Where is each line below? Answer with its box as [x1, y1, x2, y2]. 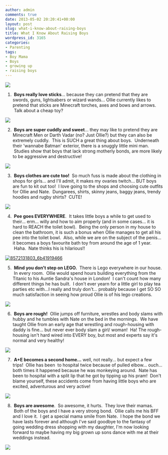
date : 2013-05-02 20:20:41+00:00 [5, 17, 75, 22]
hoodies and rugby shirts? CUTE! [12, 194, 82, 200]
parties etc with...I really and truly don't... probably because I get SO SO [12, 286, 161, 292]
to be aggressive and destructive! [12, 154, 82, 159]
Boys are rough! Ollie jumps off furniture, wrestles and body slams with [14, 311, 163, 317]
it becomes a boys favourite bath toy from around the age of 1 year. [12, 240, 152, 246]
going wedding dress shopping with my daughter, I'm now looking [12, 424, 149, 430]
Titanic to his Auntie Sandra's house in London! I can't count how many [12, 275, 161, 281]
